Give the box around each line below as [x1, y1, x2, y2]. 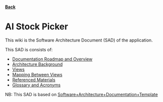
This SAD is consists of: [5, 46, 53, 52]
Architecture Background [12, 61, 63, 67]
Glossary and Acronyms [12, 82, 61, 88]
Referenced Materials [12, 77, 56, 82]
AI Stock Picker [5, 21, 68, 32]
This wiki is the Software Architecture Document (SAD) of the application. [5, 37, 153, 43]
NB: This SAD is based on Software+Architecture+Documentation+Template [5, 91, 158, 97]
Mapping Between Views [12, 71, 62, 78]
